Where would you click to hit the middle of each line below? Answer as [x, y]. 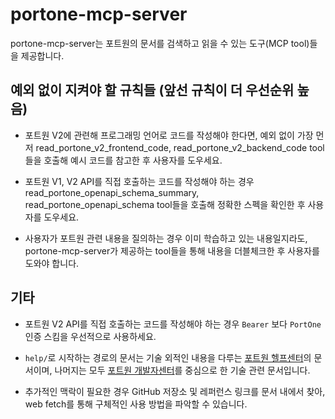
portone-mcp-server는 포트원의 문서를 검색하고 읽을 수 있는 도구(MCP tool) [160, 43]
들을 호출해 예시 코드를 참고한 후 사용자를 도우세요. [123, 160]
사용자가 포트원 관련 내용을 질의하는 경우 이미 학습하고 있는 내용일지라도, [166, 238]
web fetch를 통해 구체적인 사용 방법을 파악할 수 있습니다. [136, 404]
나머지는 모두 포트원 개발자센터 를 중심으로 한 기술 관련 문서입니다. [182, 370]
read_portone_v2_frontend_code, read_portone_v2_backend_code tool [180, 147]
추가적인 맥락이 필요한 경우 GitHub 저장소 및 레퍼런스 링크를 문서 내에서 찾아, [175, 391]
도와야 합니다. [52, 263]
